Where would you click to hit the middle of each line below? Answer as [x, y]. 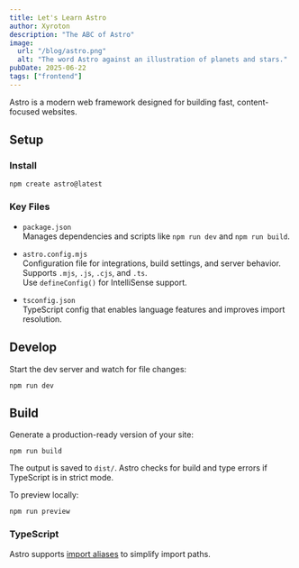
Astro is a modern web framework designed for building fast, [122, 102]
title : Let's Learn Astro [58, 18]
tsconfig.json [49, 300]
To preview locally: [44, 495]
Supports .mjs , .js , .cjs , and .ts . [85, 272]
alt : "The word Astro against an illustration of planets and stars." [153, 60]
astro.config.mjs [55, 254]
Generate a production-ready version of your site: [101, 435]
